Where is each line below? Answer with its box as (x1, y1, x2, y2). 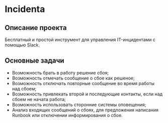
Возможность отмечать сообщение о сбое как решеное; (12, 75, 135, 81)
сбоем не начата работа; (12, 96, 66, 102)
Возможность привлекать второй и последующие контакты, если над (12, 91, 163, 97)
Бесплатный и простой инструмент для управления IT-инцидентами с (5, 36, 156, 42)
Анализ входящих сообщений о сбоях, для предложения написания (12, 106, 159, 113)
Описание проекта (5, 23, 67, 32)
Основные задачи (5, 56, 64, 65)
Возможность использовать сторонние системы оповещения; (12, 101, 146, 107)
